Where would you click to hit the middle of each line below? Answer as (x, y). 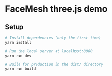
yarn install (18, 42)
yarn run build (20, 69)
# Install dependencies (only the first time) (53, 38)
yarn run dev (18, 56)
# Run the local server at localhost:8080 (49, 51)
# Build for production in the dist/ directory (54, 64)
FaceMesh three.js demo (56, 9)
